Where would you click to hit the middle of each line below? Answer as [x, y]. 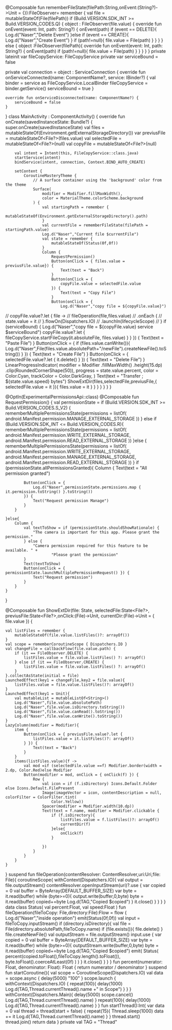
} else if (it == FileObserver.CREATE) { [59, 662]
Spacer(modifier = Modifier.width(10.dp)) [88, 806]
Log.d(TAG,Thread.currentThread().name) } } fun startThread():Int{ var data [85, 1006]
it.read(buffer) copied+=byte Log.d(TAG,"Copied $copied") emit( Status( [82, 951]
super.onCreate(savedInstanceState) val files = [55, 127]
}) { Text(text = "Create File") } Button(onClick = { [77, 354]
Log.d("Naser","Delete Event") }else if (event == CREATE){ [67, 35]
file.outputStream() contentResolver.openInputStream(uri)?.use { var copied [85, 885]
